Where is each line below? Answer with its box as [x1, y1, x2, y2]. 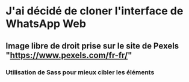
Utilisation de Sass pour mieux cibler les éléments [5, 68, 155, 76]
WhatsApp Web [5, 17, 87, 31]
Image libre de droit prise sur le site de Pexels [5, 41, 179, 51]
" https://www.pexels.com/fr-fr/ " [5, 50, 132, 60]
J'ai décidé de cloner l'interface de [5, 4, 184, 18]
